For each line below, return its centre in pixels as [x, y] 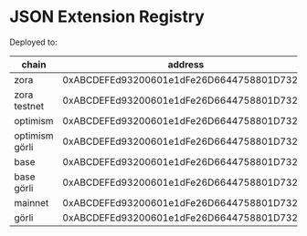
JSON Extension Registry [107, 17]
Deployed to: [33, 42]
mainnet [32, 202]
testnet [29, 106]
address [186, 64]
